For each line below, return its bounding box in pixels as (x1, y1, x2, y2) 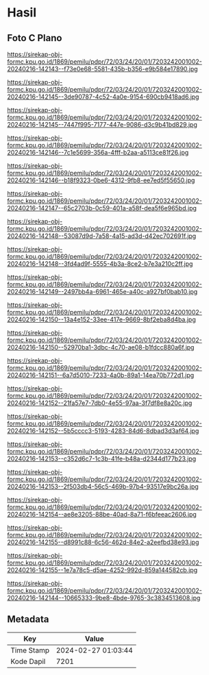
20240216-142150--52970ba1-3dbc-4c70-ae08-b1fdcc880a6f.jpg (7, 343, 195, 351)
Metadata (7, 613, 49, 625)
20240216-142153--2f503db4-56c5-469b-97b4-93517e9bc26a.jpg (7, 482, 199, 491)
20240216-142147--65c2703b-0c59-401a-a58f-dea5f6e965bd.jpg (7, 204, 197, 212)
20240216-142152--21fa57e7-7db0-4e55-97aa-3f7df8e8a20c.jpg (7, 399, 193, 407)
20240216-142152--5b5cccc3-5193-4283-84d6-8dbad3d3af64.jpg (7, 427, 199, 434)
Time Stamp (10, 646, 50, 655)
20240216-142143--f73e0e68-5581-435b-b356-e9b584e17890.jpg (7, 65, 198, 73)
